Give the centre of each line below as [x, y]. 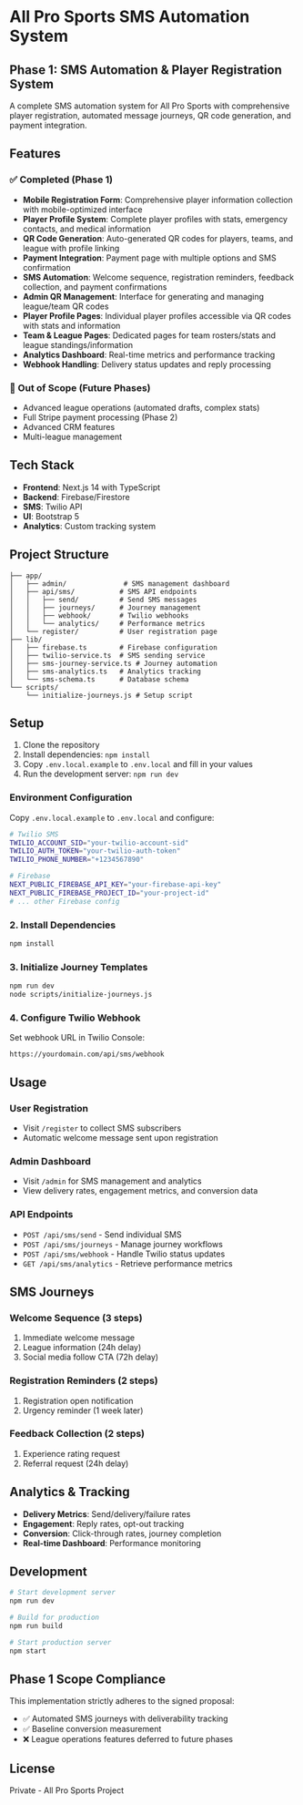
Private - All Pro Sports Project [67, 1790]
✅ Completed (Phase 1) [61, 179]
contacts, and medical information [87, 229]
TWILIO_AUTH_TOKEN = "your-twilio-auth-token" [95, 851]
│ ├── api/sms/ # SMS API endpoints [103, 591]
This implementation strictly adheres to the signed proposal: [122, 1701]
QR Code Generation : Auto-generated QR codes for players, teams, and [158, 238]
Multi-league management [72, 436]
